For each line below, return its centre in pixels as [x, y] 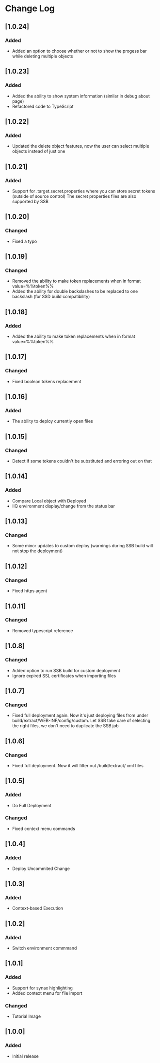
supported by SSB [30, 201]
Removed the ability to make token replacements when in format [76, 281]
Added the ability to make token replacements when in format [74, 336]
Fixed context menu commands [43, 829]
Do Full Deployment [32, 805]
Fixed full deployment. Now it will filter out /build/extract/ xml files [78, 765]
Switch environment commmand [44, 948]
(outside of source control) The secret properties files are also [74, 196]
